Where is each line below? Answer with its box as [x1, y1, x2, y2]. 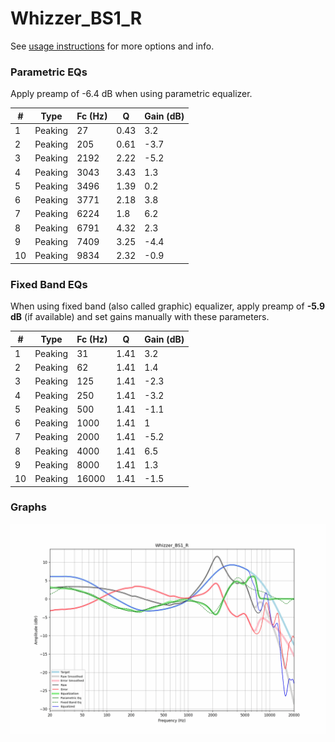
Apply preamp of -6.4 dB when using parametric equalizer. [10, 88, 253, 100]
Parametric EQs [10, 65, 88, 79]
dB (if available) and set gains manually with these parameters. [10, 311, 270, 323]
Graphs [10, 500, 47, 514]
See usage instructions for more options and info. [10, 40, 215, 52]
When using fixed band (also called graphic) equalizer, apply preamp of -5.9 [10, 300, 326, 312]
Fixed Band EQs [10, 277, 88, 291]
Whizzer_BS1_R [10, 7, 143, 30]
